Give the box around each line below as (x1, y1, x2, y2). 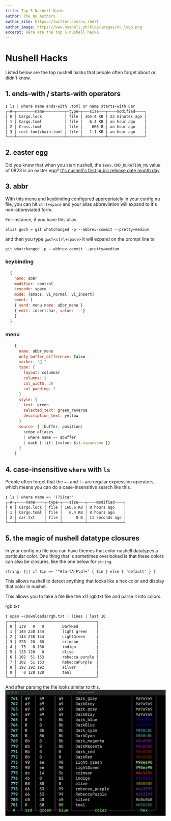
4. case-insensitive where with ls (5, 465, 110, 474)
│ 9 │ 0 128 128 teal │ (5, 670, 99, 675)
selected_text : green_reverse (23, 408, 88, 413)
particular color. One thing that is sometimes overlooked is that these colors (5, 553, 164, 559)
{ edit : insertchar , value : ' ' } (14, 308, 85, 313)
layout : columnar (23, 370, 60, 376)
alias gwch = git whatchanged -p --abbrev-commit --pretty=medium (5, 227, 149, 232)
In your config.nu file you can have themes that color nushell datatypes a (5, 547, 158, 554)
